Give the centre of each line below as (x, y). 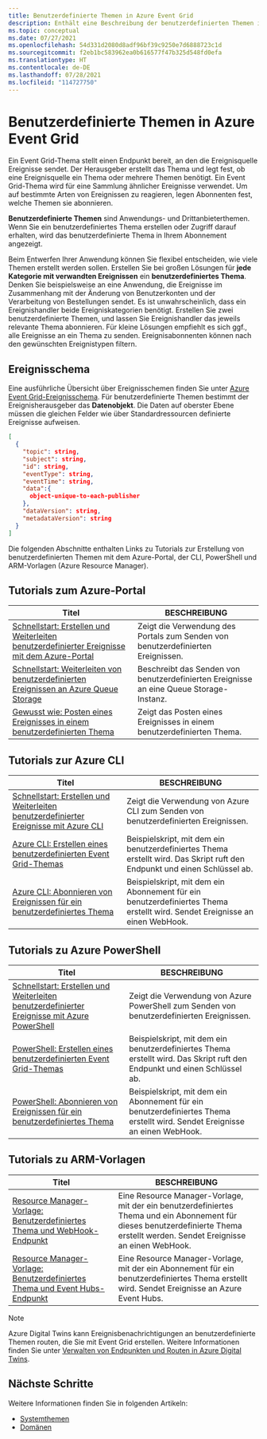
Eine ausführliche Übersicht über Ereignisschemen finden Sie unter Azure (129, 388)
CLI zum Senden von (165, 812)
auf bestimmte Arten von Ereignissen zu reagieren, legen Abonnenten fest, (130, 195)
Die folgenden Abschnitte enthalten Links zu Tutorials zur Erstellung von (126, 548)
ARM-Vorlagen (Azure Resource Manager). (78, 565)
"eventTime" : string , (58, 482)
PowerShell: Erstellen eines (63, 1048)
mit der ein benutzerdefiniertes (176, 1205)
